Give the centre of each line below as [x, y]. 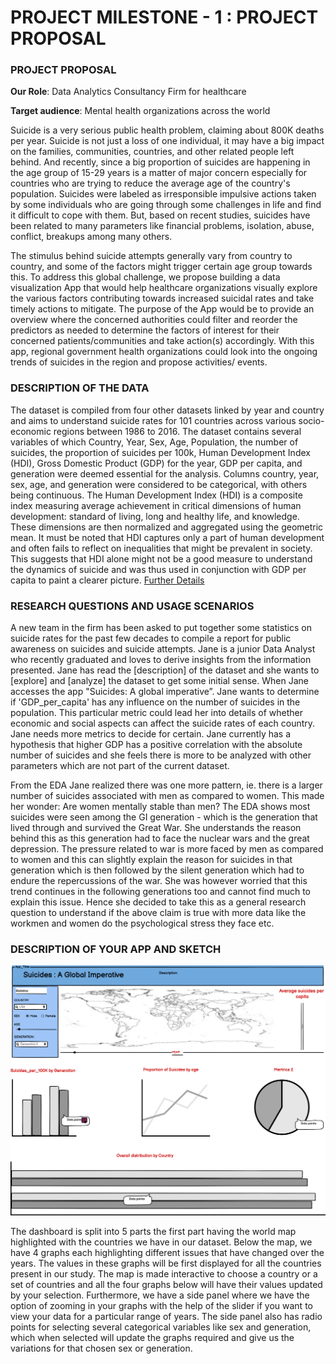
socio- [311, 420]
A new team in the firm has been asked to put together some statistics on [161, 628]
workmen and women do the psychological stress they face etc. [142, 923]
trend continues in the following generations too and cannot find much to [161, 892]
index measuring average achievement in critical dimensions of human [156, 505]
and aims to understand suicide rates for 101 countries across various [153, 420]
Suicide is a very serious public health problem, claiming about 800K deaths [167, 130]
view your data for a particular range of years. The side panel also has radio [166, 1316]
